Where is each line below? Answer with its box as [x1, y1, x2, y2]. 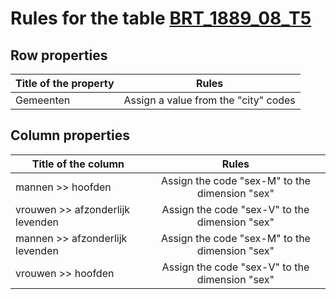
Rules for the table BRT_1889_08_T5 [10, 7, 312, 30]
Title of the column [31, 157, 125, 171]
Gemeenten [15, 93, 71, 107]
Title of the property [15, 77, 115, 90]
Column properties [10, 127, 130, 144]
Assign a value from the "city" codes [123, 93, 296, 107]
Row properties [10, 47, 108, 64]
